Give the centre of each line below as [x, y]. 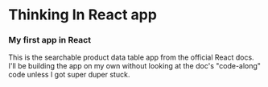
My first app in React [49, 40]
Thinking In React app [82, 15]
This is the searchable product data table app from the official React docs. [132, 57]
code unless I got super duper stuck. [69, 75]
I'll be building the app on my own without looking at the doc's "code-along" [135, 66]
